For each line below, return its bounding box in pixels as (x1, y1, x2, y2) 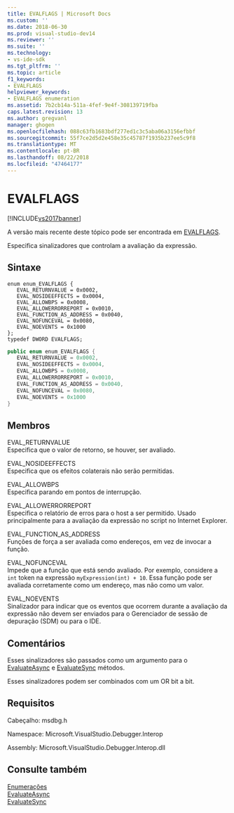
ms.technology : (7, 50, 52, 57)
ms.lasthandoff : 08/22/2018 (7, 154, 90, 162)
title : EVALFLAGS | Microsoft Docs (7, 10, 111, 18)
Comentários (7, 637, 66, 649)
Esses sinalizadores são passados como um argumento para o (7, 656, 188, 664)
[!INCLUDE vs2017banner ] (7, 214, 82, 222)
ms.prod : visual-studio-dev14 (7, 30, 96, 37)
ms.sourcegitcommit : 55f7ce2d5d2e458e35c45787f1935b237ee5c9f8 (7, 134, 196, 141)
